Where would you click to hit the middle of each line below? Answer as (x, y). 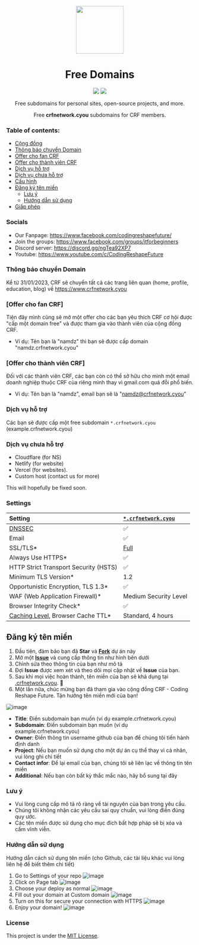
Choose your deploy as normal (52, 888)
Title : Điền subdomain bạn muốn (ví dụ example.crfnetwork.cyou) (95, 719)
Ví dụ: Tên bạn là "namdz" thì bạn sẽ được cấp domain (81, 341)
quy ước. (26, 817)
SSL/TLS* (23, 548)
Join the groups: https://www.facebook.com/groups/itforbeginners (97, 241)
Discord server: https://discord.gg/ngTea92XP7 (73, 248)
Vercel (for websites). (41, 470)
